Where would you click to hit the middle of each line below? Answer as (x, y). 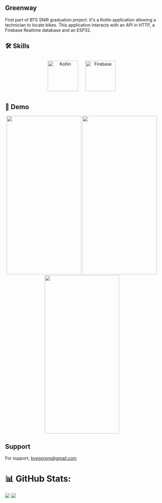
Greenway (21, 8)
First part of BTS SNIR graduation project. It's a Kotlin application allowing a (81, 19)
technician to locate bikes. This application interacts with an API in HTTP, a (80, 25)
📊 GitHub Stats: (38, 479)
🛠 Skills (18, 46)
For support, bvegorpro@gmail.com (41, 458)
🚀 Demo (17, 107)
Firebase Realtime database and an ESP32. (48, 30)
